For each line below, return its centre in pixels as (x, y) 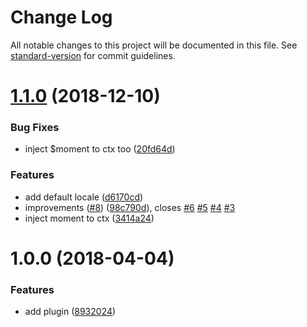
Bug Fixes (35, 128)
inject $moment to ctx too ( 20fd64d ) (100, 149)
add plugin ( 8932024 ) (70, 312)
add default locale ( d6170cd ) (84, 197)
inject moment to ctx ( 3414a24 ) (89, 218)
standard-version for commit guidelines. (93, 55)
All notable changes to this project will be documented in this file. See (154, 45)
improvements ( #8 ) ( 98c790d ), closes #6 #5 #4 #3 (130, 207)
